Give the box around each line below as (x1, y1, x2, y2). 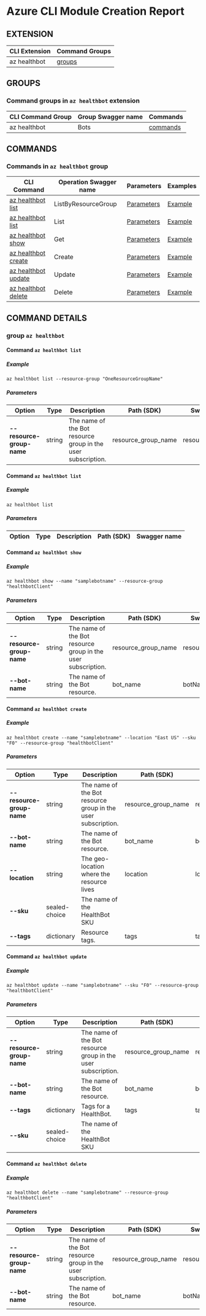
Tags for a (81, 1102, 110, 1111)
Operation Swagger (58, 178, 117, 187)
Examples (167, 182, 197, 190)
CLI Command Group (9, 112, 72, 121)
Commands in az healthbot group (6, 162, 109, 170)
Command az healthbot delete (6, 1159, 87, 1167)
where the (81, 870, 110, 878)
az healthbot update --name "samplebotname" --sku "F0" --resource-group (6, 983, 199, 989)
